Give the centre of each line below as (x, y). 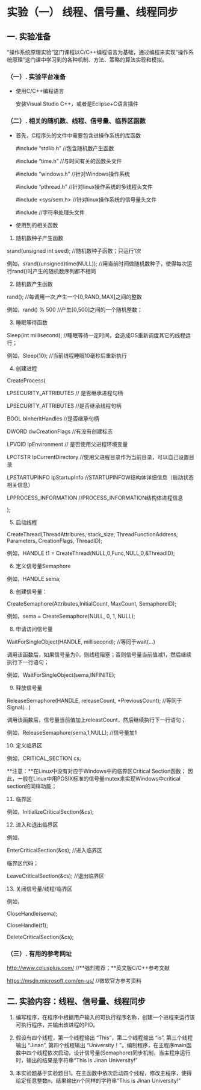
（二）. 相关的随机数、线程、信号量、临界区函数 (76, 121)
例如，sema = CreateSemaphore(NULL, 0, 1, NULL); (71, 616)
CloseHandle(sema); (32, 913)
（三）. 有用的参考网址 (39, 954)
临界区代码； (23, 863)
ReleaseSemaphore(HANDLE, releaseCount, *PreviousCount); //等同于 (94, 700)
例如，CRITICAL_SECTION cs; (44, 758)
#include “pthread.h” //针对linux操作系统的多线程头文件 (84, 186)
